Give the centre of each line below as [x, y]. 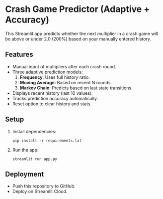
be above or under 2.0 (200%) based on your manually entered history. [78, 39]
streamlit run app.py [35, 159]
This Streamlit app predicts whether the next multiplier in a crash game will [81, 33]
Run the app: [25, 150]
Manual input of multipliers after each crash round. [64, 66]
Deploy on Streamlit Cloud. [40, 192]
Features [19, 55]
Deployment [25, 174]
